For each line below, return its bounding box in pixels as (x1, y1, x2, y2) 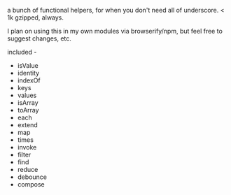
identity (17, 69, 40, 77)
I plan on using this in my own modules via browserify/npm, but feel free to (7, 27, 223, 35)
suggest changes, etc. (7, 34, 72, 43)
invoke (17, 143, 37, 151)
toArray (17, 106, 40, 114)
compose (17, 180, 45, 188)
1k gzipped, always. (7, 13, 64, 22)
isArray (17, 99, 38, 107)
